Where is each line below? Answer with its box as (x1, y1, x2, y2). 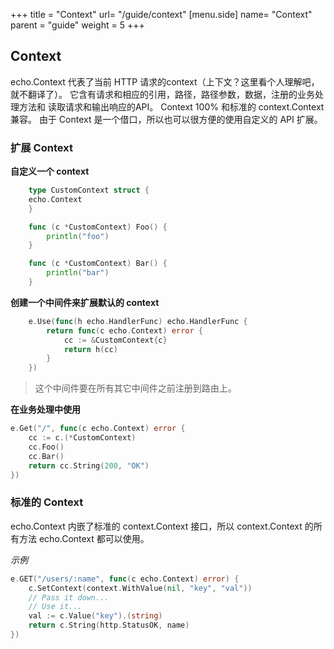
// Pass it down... (28, 592, 110, 603)
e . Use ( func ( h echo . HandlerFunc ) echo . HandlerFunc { (28, 316, 248, 326)
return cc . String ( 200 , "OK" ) (28, 460, 150, 471)
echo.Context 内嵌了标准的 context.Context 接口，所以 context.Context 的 (10, 520, 314, 532)
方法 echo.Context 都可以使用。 (18, 532, 150, 544)
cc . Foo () (28, 442, 65, 452)
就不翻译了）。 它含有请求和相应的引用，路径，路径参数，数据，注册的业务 (10, 88, 315, 100)
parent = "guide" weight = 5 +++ (10, 19, 145, 31)
